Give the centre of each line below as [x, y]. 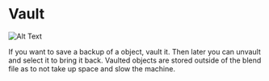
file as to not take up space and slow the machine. [92, 68]
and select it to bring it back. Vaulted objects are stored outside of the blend [135, 60]
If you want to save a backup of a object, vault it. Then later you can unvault [134, 51]
